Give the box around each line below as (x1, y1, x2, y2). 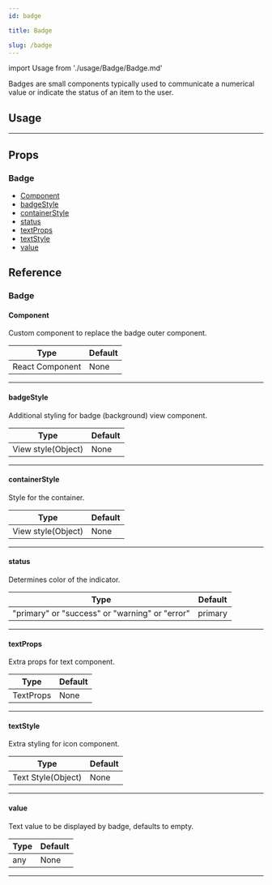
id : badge (8, 11, 42, 20)
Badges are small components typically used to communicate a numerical (8, 79, 255, 89)
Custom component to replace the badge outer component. (8, 328, 207, 338)
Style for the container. (8, 492, 85, 502)
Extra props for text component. (8, 657, 115, 667)
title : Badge (8, 26, 53, 35)
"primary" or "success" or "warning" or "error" (12, 608, 190, 618)
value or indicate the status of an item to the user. (8, 88, 174, 97)
